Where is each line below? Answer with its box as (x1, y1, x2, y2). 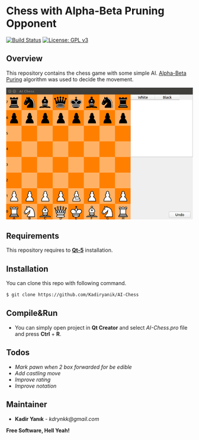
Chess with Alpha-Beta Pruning (6, 4, 165, 18)
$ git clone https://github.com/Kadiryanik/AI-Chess (6, 292, 139, 298)
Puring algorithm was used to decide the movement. (6, 75, 134, 83)
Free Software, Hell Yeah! (6, 426, 70, 434)
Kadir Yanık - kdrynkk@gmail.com (14, 415, 99, 422)
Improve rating (14, 376, 51, 383)
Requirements (6, 230, 59, 241)
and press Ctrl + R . (14, 330, 62, 337)
